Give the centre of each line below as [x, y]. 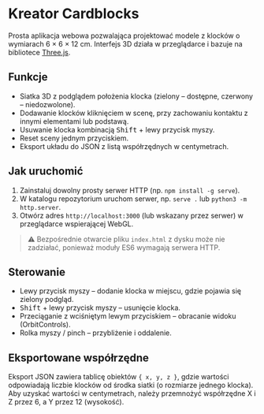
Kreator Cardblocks [74, 14]
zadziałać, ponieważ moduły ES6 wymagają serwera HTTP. [124, 247]
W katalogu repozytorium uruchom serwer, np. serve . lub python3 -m [133, 199]
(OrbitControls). [45, 325]
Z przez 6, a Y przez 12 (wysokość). [66, 402]
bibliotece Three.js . [39, 52]
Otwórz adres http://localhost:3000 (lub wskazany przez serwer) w [132, 215]
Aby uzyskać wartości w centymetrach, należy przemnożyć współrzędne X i [132, 393]
